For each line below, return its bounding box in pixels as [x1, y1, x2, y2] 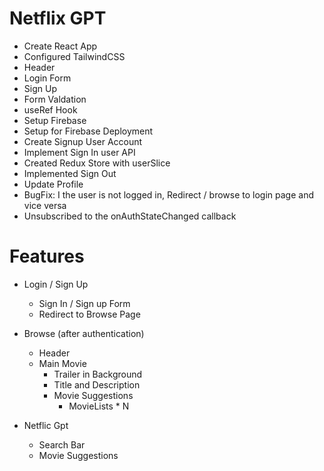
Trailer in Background [53, 368, 143, 380]
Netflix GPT [9, 7, 107, 30]
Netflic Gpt [23, 419, 69, 431]
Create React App [23, 40, 98, 52]
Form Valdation [23, 93, 87, 105]
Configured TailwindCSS [23, 50, 126, 62]
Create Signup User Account [23, 135, 143, 147]
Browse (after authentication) [23, 327, 145, 339]
